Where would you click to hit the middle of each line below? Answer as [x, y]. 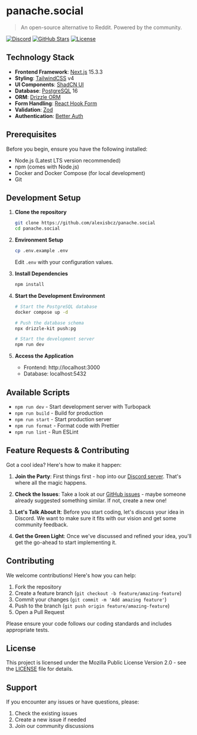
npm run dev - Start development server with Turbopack [83, 406]
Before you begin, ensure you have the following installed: [77, 149]
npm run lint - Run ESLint [46, 432]
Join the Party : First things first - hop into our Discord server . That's [98, 476]
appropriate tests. [28, 629]
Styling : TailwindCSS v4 [44, 78]
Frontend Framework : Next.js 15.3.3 [59, 72]
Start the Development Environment [60, 295]
